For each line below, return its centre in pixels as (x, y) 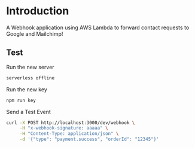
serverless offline (31, 78)
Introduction (38, 11)
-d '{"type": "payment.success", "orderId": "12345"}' (89, 139)
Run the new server (31, 67)
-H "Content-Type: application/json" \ (69, 134)
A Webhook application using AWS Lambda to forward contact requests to (98, 27)
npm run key (21, 100)
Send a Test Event (28, 112)
